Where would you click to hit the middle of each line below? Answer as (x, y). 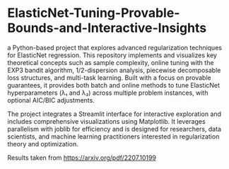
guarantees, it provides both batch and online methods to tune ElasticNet (114, 85)
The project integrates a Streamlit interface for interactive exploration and (114, 114)
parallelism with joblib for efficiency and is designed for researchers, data (114, 129)
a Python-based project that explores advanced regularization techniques (115, 47)
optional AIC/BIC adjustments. (51, 100)
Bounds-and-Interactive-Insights (107, 28)
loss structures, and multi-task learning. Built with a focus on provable (109, 77)
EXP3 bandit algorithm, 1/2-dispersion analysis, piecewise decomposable (114, 70)
